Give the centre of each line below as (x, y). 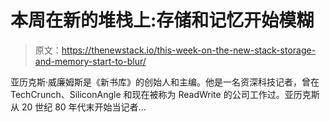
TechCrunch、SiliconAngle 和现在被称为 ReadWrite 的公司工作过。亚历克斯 (165, 94)
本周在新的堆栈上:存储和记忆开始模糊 (162, 20)
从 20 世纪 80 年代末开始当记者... (78, 107)
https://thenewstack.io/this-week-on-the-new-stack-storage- (189, 50)
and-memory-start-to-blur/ (90, 61)
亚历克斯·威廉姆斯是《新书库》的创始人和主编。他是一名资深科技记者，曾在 (165, 82)
